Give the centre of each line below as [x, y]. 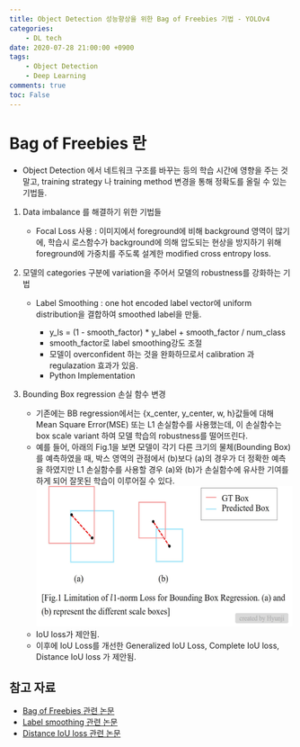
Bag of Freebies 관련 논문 [68, 711]
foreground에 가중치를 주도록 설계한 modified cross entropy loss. [153, 253]
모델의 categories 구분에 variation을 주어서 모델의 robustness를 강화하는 [151, 272]
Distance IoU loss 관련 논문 [71, 733]
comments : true [38, 85]
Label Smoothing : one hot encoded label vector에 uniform [144, 302]
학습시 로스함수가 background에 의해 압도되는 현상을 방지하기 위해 [165, 242]
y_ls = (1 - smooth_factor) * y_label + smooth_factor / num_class [167, 332]
